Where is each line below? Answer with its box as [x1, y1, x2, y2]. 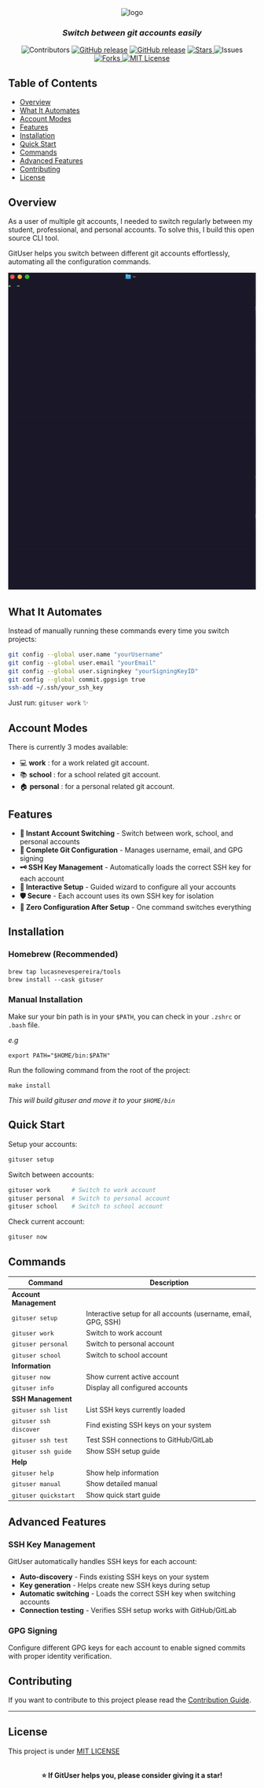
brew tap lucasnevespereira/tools [8, 967, 122, 976]
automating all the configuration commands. [8, 256, 152, 266]
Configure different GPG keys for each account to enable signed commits [8, 1643, 246, 1652]
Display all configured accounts [86, 1383, 189, 1392]
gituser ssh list [11, 1406, 68, 1414]
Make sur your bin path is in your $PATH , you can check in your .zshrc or [8, 1011, 241, 1021]
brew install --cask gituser [8, 975, 104, 984]
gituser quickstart [11, 1492, 75, 1499]
